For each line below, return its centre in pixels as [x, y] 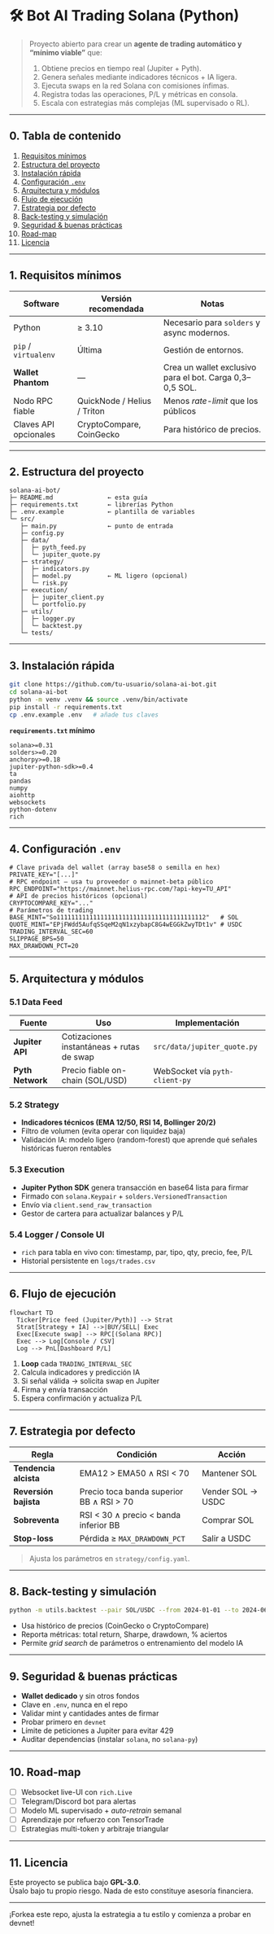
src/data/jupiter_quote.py [206, 1047]
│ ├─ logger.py [48, 619]
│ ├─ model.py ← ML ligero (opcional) [104, 576]
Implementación [207, 1023]
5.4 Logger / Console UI [57, 1235]
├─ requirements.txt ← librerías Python [91, 505]
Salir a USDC [226, 1538]
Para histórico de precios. [212, 429]
